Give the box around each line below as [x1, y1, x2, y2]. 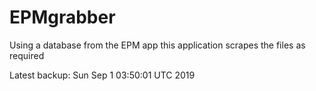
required [9, 49, 45, 61]
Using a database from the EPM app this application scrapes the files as [9, 39, 306, 51]
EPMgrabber [9, 6, 116, 29]
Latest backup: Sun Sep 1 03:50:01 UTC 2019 [9, 69, 196, 81]
